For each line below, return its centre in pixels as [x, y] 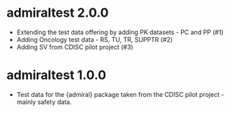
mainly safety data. [44, 102]
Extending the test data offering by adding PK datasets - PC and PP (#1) [120, 32]
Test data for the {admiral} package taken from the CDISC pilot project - [120, 94]
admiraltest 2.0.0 [58, 13]
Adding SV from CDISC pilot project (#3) [75, 47]
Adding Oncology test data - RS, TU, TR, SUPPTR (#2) [94, 39]
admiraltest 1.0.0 [56, 75]
